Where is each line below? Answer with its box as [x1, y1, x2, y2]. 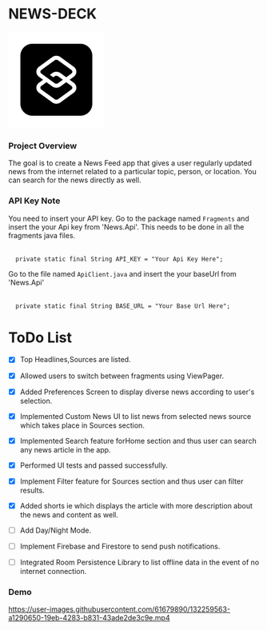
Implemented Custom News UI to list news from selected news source [19, 411, 252, 421]
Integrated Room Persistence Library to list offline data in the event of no [19, 557, 260, 568]
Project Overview [8, 140, 78, 151]
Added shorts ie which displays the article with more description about [19, 500, 253, 510]
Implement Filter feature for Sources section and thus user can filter [19, 476, 244, 486]
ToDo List [8, 329, 73, 346]
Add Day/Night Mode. [19, 525, 92, 535]
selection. [19, 396, 53, 405]
